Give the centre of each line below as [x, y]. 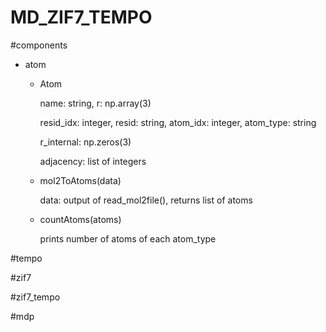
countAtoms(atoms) [80, 219]
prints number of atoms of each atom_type [128, 238]
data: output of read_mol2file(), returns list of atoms [146, 200]
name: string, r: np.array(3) [95, 103]
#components [39, 45]
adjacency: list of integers [93, 161]
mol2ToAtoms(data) [80, 180]
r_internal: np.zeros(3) [85, 142]
